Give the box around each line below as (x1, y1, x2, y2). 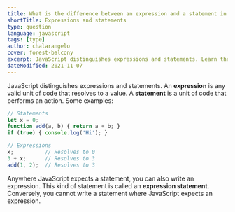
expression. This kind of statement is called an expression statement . (7, 181, 210, 190)
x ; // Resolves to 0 (7, 148, 96, 155)
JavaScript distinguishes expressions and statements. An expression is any (7, 81, 226, 90)
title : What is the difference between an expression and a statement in (7, 10, 227, 17)
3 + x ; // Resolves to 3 (7, 155, 96, 162)
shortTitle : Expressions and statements (7, 17, 127, 24)
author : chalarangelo (7, 43, 71, 50)
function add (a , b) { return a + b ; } (7, 123, 120, 130)
